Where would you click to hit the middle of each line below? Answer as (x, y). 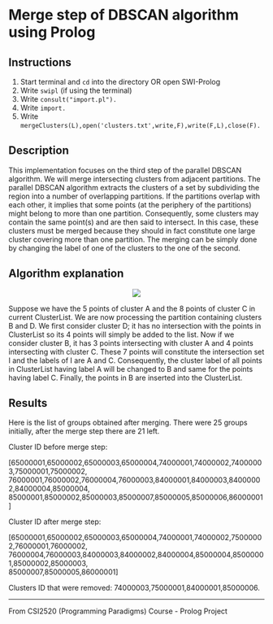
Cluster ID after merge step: (55, 521)
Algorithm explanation (66, 274)
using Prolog (52, 32)
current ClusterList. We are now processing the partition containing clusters (135, 317)
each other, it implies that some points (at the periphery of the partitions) (130, 204)
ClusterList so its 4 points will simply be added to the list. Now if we (121, 334)
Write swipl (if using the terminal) (76, 90)
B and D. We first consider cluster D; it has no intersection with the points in (135, 325)
